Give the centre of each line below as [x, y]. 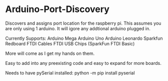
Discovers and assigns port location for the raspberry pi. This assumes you [83, 23]
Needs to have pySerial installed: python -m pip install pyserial [70, 73]
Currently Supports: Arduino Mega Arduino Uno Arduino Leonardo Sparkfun [84, 38]
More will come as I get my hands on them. [50, 53]
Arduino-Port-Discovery [58, 9]
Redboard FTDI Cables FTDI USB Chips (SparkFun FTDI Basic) [70, 43]
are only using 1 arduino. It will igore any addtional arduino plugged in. [78, 28]
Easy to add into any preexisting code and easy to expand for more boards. [83, 63]
